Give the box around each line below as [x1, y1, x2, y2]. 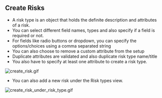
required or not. [12, 32, 44, 38]
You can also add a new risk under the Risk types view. [12, 77, 123, 83]
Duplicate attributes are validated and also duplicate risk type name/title [12, 53, 158, 59]
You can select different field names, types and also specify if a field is [12, 27, 155, 33]
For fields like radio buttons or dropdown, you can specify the [12, 38, 137, 44]
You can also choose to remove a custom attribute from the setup [12, 48, 145, 54]
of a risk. [12, 22, 30, 28]
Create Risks [5, 4, 45, 12]
